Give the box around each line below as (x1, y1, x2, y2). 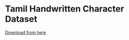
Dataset (5, 13, 37, 25)
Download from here (5, 29, 46, 35)
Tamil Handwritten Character (5, 3, 125, 14)
